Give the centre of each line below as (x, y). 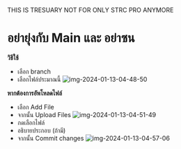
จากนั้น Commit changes (50, 138)
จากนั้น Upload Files (44, 114)
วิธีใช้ (13, 58)
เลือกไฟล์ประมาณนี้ (39, 79)
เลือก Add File (36, 107)
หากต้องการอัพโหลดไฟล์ (35, 93)
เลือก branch (34, 71)
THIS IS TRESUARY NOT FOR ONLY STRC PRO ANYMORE (90, 10)
